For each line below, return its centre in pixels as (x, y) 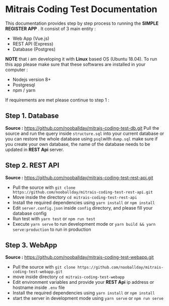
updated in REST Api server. (35, 149)
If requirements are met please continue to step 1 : (57, 100)
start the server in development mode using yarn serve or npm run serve (88, 298)
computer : (17, 70)
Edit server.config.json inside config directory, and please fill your (82, 208)
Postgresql (24, 85)
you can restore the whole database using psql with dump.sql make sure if (81, 139)
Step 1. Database (32, 116)
